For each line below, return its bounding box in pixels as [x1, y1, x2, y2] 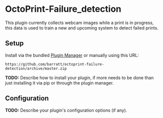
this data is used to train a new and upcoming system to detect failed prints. [5, 25, 159, 30]
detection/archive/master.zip [5, 66, 67, 71]
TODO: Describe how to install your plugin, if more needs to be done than [5, 75, 154, 81]
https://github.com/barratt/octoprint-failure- [5, 61, 105, 67]
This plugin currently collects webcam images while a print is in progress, [5, 20, 154, 26]
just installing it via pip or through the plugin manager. [5, 80, 114, 86]
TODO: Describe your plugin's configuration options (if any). [5, 107, 128, 113]
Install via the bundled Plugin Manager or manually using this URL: [5, 52, 139, 58]
